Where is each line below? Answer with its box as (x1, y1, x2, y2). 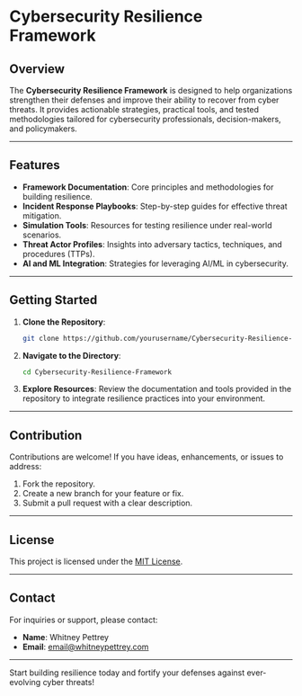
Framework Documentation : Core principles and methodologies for (22, 182, 274, 192)
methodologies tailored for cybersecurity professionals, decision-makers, (9, 114, 281, 124)
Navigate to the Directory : (22, 350, 121, 361)
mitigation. (22, 210, 62, 221)
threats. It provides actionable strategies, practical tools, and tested (9, 104, 259, 114)
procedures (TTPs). (22, 248, 95, 259)
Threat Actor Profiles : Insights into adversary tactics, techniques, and (22, 238, 283, 249)
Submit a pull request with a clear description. (22, 497, 193, 509)
